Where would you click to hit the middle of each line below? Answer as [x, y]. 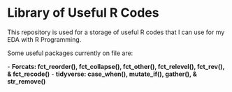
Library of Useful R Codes [83, 13]
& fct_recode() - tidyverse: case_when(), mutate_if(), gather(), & [102, 74]
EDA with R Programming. [44, 39]
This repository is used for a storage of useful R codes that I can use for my [116, 32]
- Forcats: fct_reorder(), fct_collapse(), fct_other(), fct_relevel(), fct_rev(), [116, 66]
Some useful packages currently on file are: [70, 53]
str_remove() [27, 81]
